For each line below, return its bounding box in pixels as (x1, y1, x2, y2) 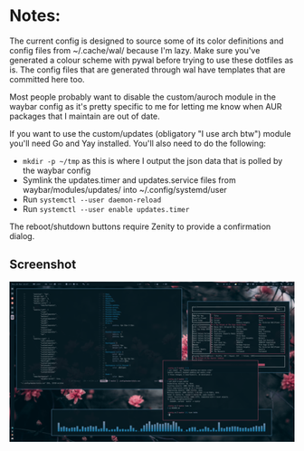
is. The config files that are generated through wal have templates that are (9, 64, 286, 75)
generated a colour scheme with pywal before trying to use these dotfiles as (9, 54, 294, 65)
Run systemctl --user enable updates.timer (22, 203, 190, 214)
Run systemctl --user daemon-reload (22, 194, 162, 205)
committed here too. (9, 73, 85, 84)
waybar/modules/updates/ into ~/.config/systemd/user (22, 184, 228, 195)
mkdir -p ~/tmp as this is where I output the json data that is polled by (22, 155, 283, 166)
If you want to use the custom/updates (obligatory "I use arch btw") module (9, 128, 291, 139)
